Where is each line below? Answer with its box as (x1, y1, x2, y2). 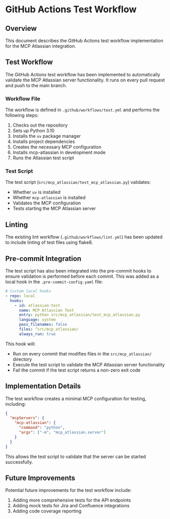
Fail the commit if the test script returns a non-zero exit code (12, 367, 141, 373)
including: (5, 401, 27, 407)
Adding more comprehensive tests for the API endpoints (12, 497, 131, 503)
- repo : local (5, 293, 36, 298)
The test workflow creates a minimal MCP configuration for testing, (5, 396, 147, 402)
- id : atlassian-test (14, 303, 60, 308)
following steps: (5, 112, 39, 118)
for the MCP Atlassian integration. (5, 43, 77, 49)
